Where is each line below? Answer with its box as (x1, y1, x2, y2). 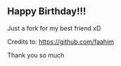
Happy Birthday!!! (7, 6, 86, 17)
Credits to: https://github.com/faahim (7, 38, 114, 46)
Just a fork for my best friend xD (7, 24, 101, 32)
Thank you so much (7, 51, 64, 59)
